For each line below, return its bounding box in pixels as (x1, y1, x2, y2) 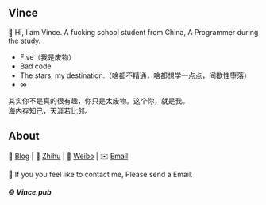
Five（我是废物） (19, 52, 76, 62)
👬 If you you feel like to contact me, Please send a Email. (8, 169, 193, 179)
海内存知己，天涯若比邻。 (8, 106, 92, 115)
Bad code (19, 61, 52, 71)
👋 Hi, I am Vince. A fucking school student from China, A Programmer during (8, 27, 259, 37)
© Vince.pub (8, 188, 52, 197)
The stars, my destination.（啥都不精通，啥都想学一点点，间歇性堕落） (19, 71, 252, 80)
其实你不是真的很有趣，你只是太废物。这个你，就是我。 (8, 95, 189, 106)
